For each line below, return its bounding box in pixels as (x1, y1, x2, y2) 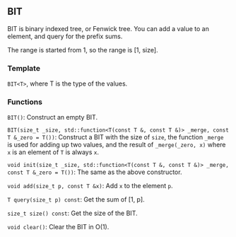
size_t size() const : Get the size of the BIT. (7, 209, 138, 218)
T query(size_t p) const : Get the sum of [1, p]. (7, 195, 145, 204)
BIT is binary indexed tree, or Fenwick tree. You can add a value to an (7, 24, 210, 33)
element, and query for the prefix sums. (7, 32, 123, 40)
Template (7, 63, 41, 73)
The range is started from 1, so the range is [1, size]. (7, 45, 158, 54)
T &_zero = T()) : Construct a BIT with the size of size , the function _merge (7, 133, 224, 141)
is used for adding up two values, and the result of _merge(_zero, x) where (7, 141, 226, 149)
